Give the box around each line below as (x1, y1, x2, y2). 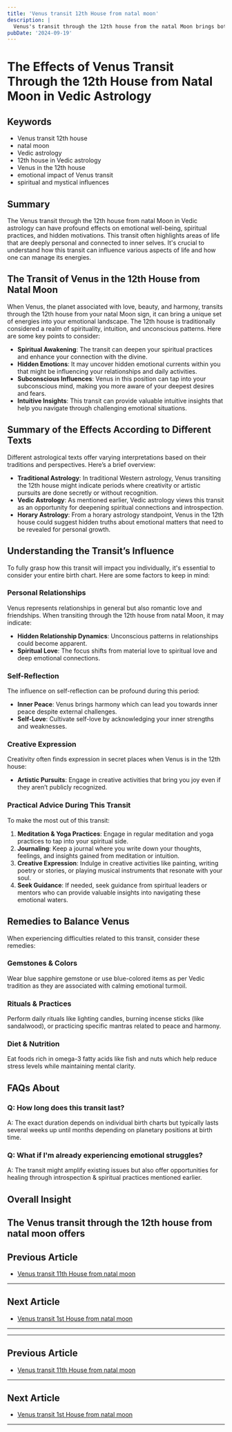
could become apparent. (17, 639, 88, 647)
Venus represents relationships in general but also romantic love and (7, 604, 202, 612)
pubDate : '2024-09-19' (7, 29, 72, 37)
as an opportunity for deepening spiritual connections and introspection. (17, 503, 224, 511)
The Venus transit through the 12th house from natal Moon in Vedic (7, 217, 198, 225)
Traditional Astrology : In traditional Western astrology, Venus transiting (17, 474, 221, 482)
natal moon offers (7, 1228, 85, 1240)
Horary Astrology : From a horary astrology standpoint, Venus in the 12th (17, 510, 224, 519)
